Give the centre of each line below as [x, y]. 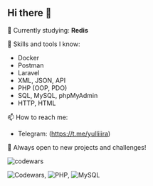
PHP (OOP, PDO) [42, 88]
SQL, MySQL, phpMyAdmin [58, 95]
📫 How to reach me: [38, 117]
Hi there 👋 [30, 13]
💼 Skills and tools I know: [44, 44]
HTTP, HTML [37, 103]
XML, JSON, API [42, 80]
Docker [28, 58]
